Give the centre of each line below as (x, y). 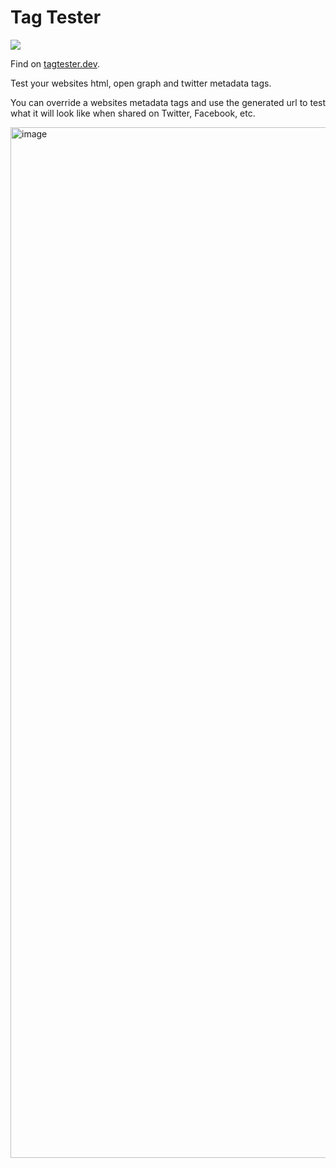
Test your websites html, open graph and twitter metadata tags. (141, 83)
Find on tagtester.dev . (55, 63)
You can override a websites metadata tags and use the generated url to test (168, 102)
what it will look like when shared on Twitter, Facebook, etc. (133, 113)
